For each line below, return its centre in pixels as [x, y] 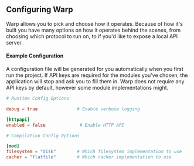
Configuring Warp [40, 10]
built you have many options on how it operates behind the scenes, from [93, 30]
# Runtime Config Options [38, 99]
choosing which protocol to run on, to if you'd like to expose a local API [92, 36]
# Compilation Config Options [43, 135]
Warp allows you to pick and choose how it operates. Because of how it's [95, 23]
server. [15, 42]
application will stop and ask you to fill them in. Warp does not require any [95, 82]
